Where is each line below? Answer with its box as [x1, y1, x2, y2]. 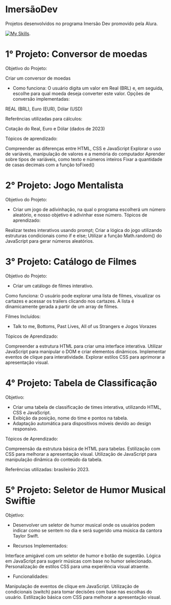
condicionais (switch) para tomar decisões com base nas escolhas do [5, 589, 152, 595]
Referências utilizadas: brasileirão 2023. [5, 466, 90, 472]
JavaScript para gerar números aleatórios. [5, 238, 94, 244]
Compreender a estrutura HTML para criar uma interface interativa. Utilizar [5, 343, 162, 349]
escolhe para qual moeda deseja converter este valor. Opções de [12, 90, 151, 97]
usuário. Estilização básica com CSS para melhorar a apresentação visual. [5, 594, 162, 600]
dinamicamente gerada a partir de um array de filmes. [5, 303, 118, 310]
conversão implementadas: [12, 96, 70, 102]
